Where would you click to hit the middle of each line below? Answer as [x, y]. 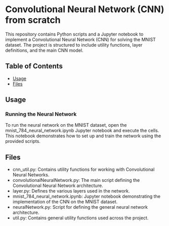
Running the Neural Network [41, 114]
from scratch [33, 20]
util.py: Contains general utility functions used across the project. [80, 218]
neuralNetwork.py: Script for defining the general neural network [80, 207]
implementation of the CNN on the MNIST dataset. [65, 202]
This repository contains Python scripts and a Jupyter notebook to [74, 34]
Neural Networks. [31, 175]
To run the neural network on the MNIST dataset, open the [66, 125]
